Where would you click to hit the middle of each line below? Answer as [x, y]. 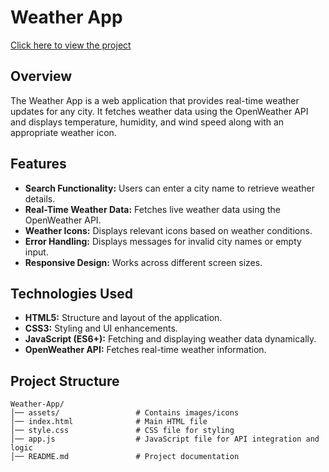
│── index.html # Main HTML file [109, 422]
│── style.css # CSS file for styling [122, 431]
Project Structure [65, 381]
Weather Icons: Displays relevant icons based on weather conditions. [168, 230]
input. [36, 252]
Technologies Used [71, 293]
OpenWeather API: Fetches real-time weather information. [145, 350]
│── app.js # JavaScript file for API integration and [165, 439]
